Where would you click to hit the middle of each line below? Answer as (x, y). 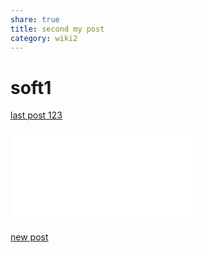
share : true (35, 19)
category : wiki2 (44, 38)
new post (29, 237)
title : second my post (57, 29)
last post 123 (36, 115)
